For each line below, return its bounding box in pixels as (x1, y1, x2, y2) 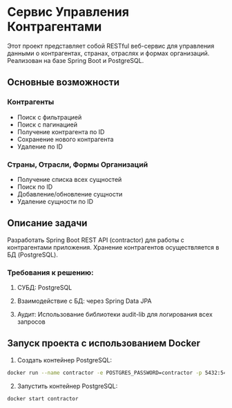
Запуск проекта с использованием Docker (7, 337, 200, 349)
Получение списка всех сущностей (17, 175, 122, 183)
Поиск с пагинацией (17, 120, 78, 129)
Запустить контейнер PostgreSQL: (17, 382, 118, 390)
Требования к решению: (7, 268, 94, 277)
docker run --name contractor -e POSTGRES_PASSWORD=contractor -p (7, 369, 202, 376)
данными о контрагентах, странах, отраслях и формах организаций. (7, 49, 210, 57)
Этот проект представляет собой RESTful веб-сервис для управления (7, 41, 215, 50)
